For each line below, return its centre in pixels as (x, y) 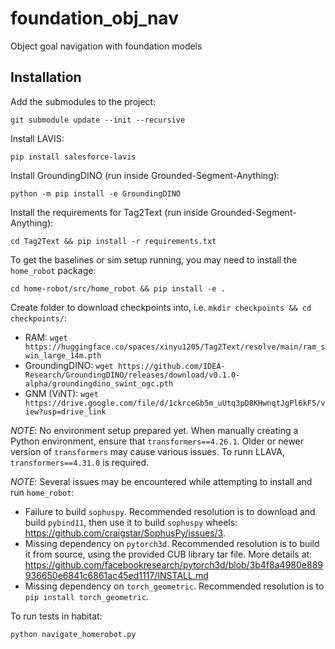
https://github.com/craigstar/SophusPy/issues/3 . (125, 533)
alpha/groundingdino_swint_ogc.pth (99, 383)
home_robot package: (53, 270)
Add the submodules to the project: (83, 101)
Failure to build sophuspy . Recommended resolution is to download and (170, 511)
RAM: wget (46, 337)
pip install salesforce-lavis (73, 157)
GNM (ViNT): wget (61, 393)
